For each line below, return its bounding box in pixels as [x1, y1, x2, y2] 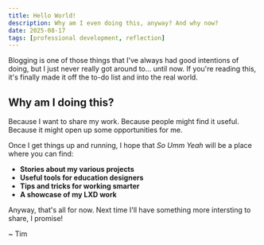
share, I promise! [8, 214, 64, 224]
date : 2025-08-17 [8, 26, 66, 34]
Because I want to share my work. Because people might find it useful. [8, 117, 240, 126]
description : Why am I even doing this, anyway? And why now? [8, 19, 219, 27]
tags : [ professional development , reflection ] [8, 33, 165, 42]
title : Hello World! [8, 11, 77, 20]
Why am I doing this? [8, 95, 115, 109]
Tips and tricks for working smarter [19, 181, 140, 191]
